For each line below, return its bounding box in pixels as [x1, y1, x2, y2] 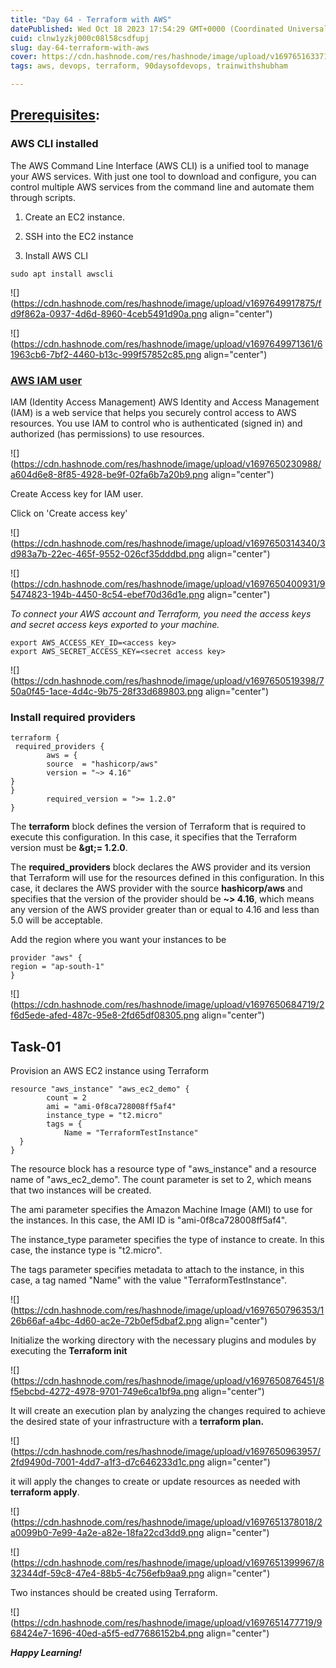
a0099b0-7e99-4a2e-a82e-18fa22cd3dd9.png [10, 1527, 205, 1539]
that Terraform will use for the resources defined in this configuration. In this [10, 872, 325, 884]
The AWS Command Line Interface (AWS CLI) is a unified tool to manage [10, 159, 310, 171]
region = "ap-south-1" [10, 962, 105, 972]
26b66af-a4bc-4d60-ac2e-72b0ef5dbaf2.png [10, 1315, 203, 1327]
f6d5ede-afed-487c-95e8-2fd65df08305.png [10, 1009, 200, 1021]
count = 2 [46, 1093, 87, 1103]
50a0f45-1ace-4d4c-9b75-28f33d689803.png [10, 685, 204, 697]
